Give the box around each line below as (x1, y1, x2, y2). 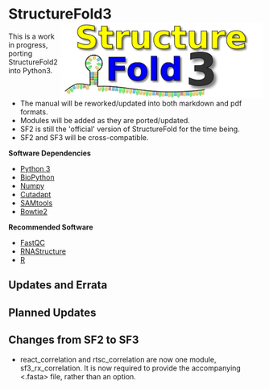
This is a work (8, 31, 55, 41)
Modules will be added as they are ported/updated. (19, 115, 191, 125)
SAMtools (19, 198, 53, 208)
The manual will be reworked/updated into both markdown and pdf (19, 98, 242, 108)
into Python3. (8, 65, 53, 75)
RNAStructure (19, 246, 67, 256)
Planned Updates (8, 305, 97, 319)
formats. (19, 106, 48, 117)
